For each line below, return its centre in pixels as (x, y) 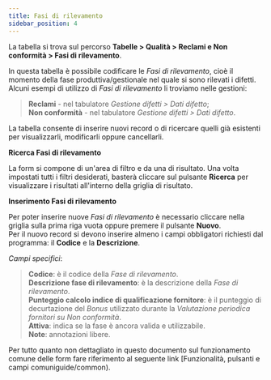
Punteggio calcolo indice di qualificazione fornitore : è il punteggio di (144, 300)
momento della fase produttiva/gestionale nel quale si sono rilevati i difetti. (132, 79)
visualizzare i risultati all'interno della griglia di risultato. (101, 185)
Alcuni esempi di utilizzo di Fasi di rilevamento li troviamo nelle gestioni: (128, 88)
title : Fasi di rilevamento (56, 16)
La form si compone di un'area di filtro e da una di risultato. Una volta (124, 168)
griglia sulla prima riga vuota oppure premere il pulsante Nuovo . (115, 225)
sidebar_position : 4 (43, 23)
